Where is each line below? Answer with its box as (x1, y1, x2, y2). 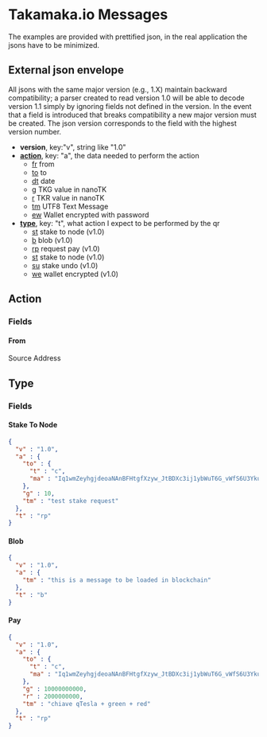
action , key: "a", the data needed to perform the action (19, 150, 200, 160)
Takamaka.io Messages (8, 6, 168, 24)
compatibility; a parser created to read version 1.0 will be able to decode (8, 93, 245, 103)
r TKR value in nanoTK (31, 193, 105, 202)
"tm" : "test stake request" (22, 497, 119, 505)
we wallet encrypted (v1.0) (31, 269, 119, 279)
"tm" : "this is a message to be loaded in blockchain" (22, 576, 212, 584)
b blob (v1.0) (31, 235, 73, 244)
